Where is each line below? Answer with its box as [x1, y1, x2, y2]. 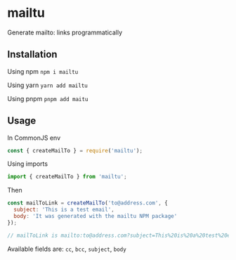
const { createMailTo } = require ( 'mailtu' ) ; [7, 147, 143, 154]
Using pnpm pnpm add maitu [7, 94, 88, 103]
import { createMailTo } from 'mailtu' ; [7, 174, 128, 181]
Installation [7, 48, 58, 60]
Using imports [7, 160, 48, 168]
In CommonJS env [7, 134, 61, 142]
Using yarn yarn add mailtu [7, 81, 88, 89]
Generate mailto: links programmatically [7, 28, 123, 37]
